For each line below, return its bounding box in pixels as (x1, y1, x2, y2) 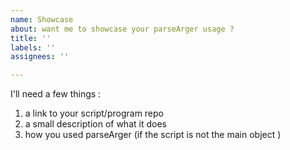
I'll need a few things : (10, 88, 102, 100)
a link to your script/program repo (24, 107, 164, 120)
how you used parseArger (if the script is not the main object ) (24, 129, 282, 141)
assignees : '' (10, 52, 70, 62)
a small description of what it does (24, 118, 167, 130)
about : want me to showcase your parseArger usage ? (10, 24, 235, 34)
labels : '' (10, 42, 56, 53)
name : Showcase (10, 14, 74, 25)
